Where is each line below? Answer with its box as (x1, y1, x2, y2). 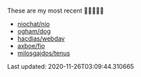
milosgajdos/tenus (17, 49, 71, 57)
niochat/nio (17, 20, 50, 27)
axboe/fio (17, 42, 45, 49)
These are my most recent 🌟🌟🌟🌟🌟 (7, 7, 104, 14)
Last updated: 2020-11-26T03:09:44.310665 (7, 63, 134, 70)
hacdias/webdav (17, 34, 65, 43)
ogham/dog (17, 27, 51, 35)
